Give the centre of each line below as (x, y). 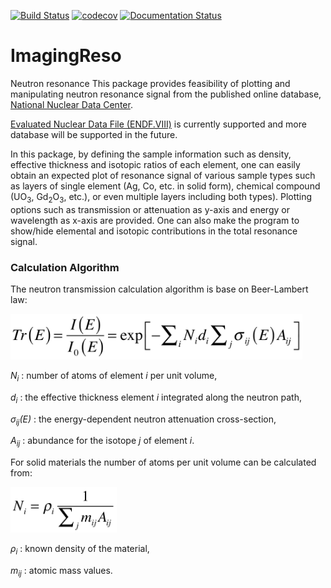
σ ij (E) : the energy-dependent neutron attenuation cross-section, (143, 420)
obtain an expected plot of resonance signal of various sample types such (163, 175)
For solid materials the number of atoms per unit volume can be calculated (163, 462)
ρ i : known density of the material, (80, 550)
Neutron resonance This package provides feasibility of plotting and (150, 83)
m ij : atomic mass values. (61, 572)
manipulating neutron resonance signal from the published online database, (166, 94)
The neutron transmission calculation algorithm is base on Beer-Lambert (159, 289)
